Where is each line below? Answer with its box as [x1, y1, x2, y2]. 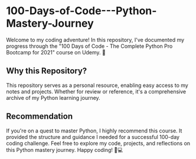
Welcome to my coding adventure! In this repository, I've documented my [6, 36, 185, 43]
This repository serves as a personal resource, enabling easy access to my [6, 82, 189, 89]
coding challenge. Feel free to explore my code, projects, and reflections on [6, 139, 191, 147]
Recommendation [6, 111, 73, 122]
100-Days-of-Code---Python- [6, 4, 157, 18]
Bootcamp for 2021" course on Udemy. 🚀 [6, 48, 106, 56]
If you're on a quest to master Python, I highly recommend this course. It [6, 127, 182, 134]
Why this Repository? [6, 66, 87, 76]
